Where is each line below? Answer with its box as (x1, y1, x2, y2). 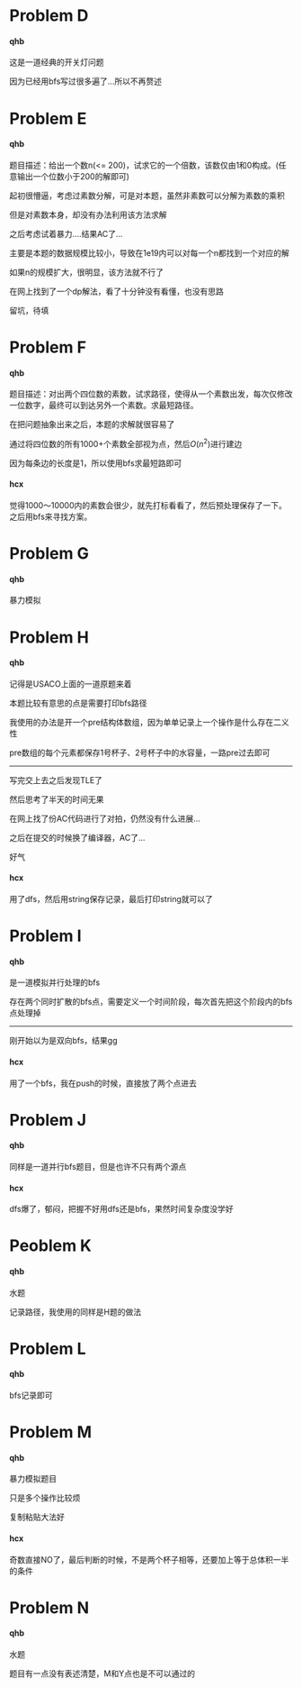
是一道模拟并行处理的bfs (9, 977, 101, 988)
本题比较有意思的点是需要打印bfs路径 (9, 698, 147, 708)
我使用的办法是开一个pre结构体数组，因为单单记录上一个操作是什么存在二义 (9, 716, 289, 727)
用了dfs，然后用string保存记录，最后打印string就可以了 (9, 894, 214, 905)
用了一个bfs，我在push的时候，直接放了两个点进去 (9, 1078, 198, 1089)
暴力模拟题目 (9, 1473, 57, 1484)
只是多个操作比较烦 (9, 1492, 81, 1503)
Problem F (9, 337, 87, 357)
